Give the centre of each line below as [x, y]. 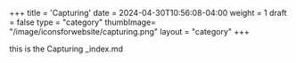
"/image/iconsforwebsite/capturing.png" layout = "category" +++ [129, 31]
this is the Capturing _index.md [66, 49]
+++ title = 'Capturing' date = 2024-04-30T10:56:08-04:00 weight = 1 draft [148, 13]
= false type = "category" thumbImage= [83, 22]
